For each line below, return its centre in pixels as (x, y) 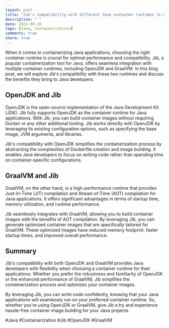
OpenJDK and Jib (33, 95)
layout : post (19, 10)
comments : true (21, 33)
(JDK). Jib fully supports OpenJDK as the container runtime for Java (76, 113)
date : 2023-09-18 (23, 24)
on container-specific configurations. (44, 160)
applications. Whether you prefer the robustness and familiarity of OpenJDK (84, 274)
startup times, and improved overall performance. (57, 235)
